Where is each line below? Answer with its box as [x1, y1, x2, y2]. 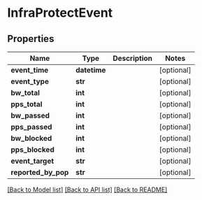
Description [113, 54, 152, 63]
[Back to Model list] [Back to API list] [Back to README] [7, 185, 168, 194]
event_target [10, 156, 55, 166]
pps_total [10, 99, 43, 109]
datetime [75, 65, 106, 75]
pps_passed [10, 122, 52, 131]
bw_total [10, 88, 41, 97]
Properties [7, 33, 55, 45]
